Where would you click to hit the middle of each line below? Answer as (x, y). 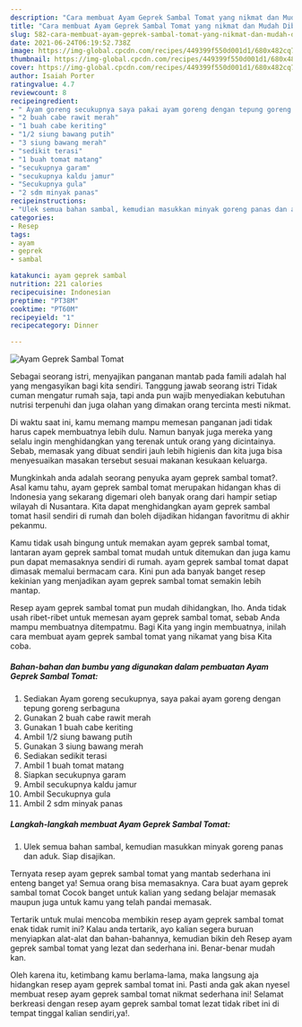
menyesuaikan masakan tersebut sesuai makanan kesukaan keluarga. (139, 461)
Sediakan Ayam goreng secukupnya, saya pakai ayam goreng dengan (152, 699)
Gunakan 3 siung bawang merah (83, 746)
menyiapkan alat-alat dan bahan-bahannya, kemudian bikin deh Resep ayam (151, 939)
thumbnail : (30, 59)
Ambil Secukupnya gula (67, 794)
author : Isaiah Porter (52, 76)
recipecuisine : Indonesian (60, 292)
